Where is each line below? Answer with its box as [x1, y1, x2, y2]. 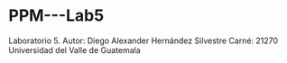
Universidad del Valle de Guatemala [8, 44, 141, 55]
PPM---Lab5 [8, 5, 105, 26]
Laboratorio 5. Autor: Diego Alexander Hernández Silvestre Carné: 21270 [8, 35, 279, 46]
